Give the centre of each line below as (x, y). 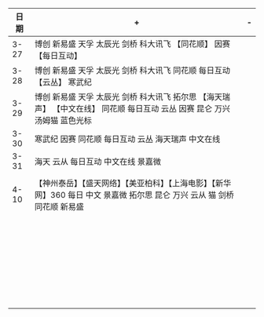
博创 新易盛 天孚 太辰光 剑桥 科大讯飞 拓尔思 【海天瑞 (132, 97)
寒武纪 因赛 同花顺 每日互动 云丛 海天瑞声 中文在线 (127, 139)
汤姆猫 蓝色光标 (63, 120)
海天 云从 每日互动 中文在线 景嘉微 (97, 162)
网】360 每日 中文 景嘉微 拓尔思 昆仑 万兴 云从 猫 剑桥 (134, 195)
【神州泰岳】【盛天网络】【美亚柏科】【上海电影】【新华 (133, 183)
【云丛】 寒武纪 (63, 82)
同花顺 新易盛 (59, 207)
